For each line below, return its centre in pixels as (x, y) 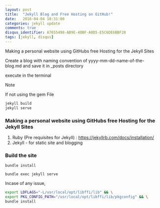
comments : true (21, 28)
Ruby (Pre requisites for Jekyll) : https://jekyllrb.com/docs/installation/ (83, 137)
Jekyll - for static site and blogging (47, 143)
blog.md (13, 66)
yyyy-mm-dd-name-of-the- (116, 60)
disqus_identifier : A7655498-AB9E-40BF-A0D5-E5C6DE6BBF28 (66, 32)
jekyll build (18, 103)
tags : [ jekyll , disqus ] (29, 37)
